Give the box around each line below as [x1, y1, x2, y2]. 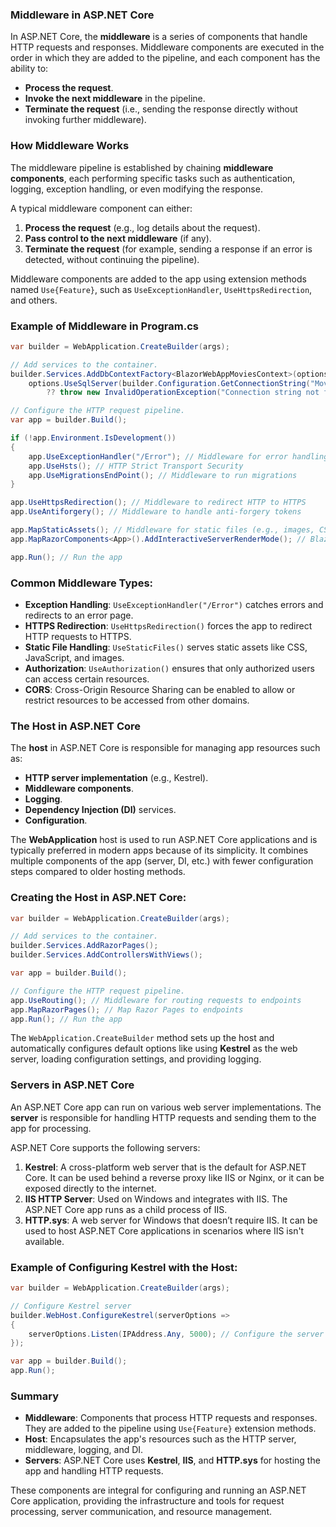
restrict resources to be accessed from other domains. [24, 694, 250, 706]
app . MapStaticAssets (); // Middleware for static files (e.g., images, [10, 525, 315, 535]
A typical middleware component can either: [10, 202, 193, 214]
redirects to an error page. [24, 609, 134, 621]
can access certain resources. [24, 673, 150, 685]
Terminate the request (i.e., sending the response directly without [24, 103, 298, 115]
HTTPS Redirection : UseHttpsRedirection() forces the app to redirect [24, 619, 313, 632]
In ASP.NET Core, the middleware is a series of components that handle [10, 31, 308, 43]
